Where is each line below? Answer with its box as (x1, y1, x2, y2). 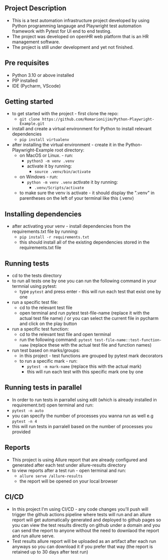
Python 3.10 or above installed (12, 72, 74, 78)
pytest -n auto (12, 408, 44, 413)
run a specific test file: (12, 299, 59, 305)
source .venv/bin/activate (34, 170, 91, 175)
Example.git (19, 121, 45, 126)
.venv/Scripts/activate (34, 186, 84, 191)
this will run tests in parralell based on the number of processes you (12, 423, 152, 429)
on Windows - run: (19, 174, 58, 180)
